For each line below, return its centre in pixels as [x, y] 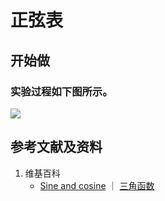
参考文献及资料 [56, 147]
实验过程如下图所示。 [61, 91]
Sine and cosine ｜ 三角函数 [97, 185]
